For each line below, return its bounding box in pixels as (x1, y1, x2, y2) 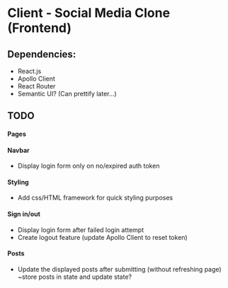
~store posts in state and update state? (17, 272, 132, 281)
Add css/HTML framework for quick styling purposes (17, 193, 173, 202)
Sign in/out (7, 209, 41, 218)
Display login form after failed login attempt (17, 225, 144, 234)
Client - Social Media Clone (7, 5, 171, 21)
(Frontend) (7, 20, 72, 36)
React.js (17, 67, 42, 75)
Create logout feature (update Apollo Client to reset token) (17, 233, 188, 241)
